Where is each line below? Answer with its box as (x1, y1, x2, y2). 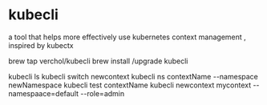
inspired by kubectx (8, 40, 74, 50)
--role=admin (79, 88, 125, 98)
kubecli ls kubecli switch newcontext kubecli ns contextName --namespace (8, 71, 259, 81)
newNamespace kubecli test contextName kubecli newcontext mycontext (8, 80, 251, 90)
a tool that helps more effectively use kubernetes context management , (8, 32, 246, 42)
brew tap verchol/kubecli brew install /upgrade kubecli (8, 56, 188, 66)
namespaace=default (8, 88, 79, 98)
